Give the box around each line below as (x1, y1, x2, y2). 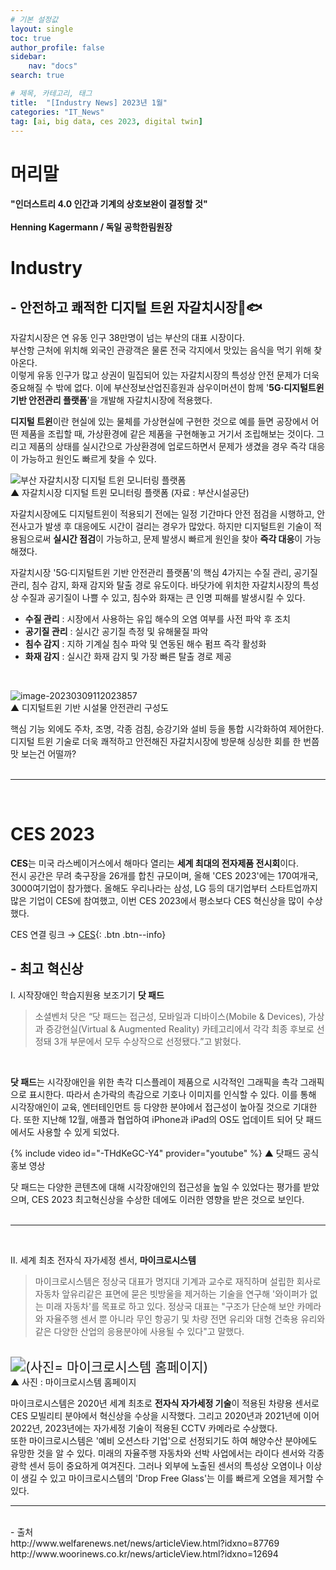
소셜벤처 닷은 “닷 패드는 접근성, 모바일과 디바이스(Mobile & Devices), (34, 1010, 307, 1022)
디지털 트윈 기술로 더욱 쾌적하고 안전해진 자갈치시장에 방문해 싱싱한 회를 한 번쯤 (10, 736, 320, 748)
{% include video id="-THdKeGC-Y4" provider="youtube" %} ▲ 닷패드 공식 (10, 1147, 320, 1159)
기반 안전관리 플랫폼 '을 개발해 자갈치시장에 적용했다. (10, 394, 213, 406)
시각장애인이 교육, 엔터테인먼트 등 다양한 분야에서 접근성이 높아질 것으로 (10, 1101, 291, 1113)
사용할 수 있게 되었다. (36, 1126, 120, 1138)
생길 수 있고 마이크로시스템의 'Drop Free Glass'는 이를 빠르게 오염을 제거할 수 (20, 1472, 325, 1484)
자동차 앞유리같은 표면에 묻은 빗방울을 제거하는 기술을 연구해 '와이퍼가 (34, 1287, 308, 1300)
